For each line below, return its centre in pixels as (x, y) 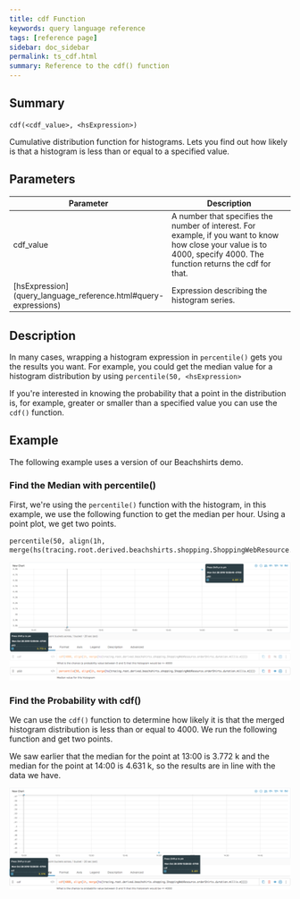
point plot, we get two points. (63, 524)
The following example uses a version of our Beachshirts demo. (126, 462)
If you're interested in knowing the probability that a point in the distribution (148, 393)
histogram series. (203, 301)
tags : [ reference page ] (54, 38)
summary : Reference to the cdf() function (89, 66)
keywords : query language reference (77, 28)
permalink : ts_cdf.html (54, 57)
